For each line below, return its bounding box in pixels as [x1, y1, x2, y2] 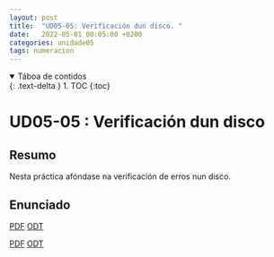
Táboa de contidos [17, 71, 87, 81]
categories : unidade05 [9, 38, 94, 47]
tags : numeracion [9, 47, 75, 56]
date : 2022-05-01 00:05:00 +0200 [9, 30, 143, 39]
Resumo [9, 147, 57, 162]
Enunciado [9, 197, 71, 212]
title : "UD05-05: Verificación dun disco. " [9, 21, 182, 30]
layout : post [9, 13, 58, 22]
